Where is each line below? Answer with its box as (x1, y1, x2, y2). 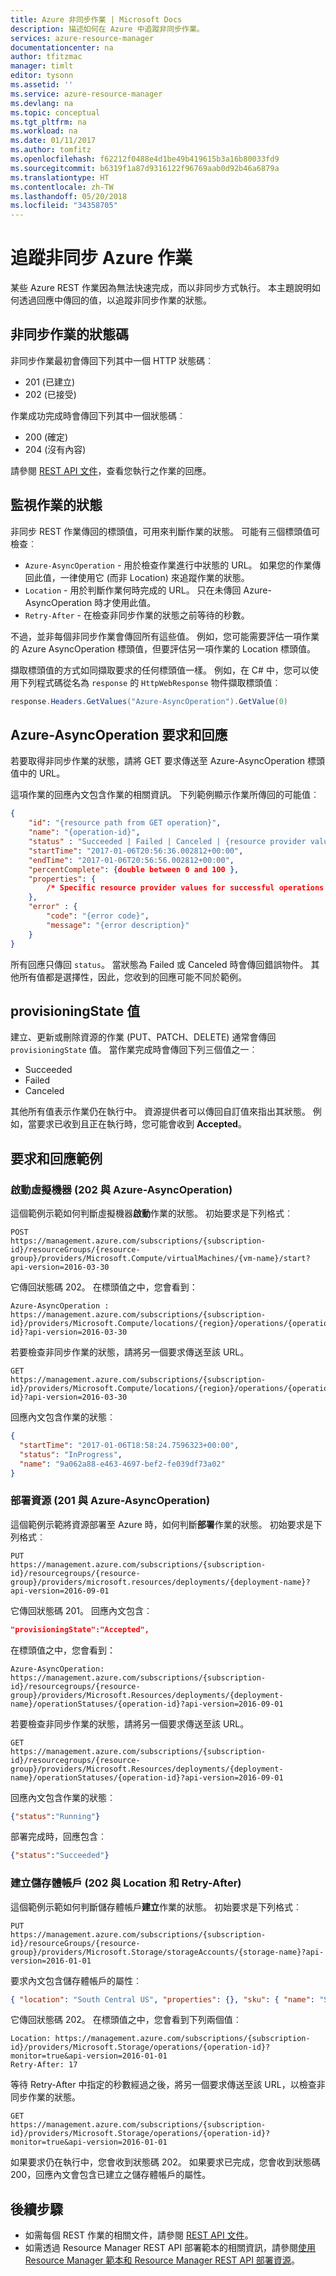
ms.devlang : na (10, 98, 74, 108)
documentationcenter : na (10, 42, 114, 53)
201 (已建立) (24, 376, 76, 388)
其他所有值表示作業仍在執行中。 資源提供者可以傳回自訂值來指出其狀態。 (10, 1106, 311, 1118)
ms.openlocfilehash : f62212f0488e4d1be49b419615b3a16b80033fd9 (10, 154, 280, 164)
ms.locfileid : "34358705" (10, 201, 118, 211)
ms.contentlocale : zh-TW (10, 182, 114, 192)
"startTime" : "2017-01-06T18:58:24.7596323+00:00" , (19, 1440, 240, 1450)
